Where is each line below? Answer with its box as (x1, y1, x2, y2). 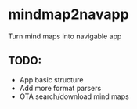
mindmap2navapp (8, 5, 129, 24)
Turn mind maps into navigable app (8, 31, 122, 41)
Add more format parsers (19, 83, 102, 93)
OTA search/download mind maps (19, 92, 129, 101)
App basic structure (19, 74, 84, 84)
